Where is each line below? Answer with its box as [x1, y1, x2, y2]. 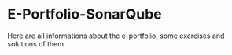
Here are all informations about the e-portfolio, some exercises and [7, 31, 225, 40]
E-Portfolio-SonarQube [7, 5, 162, 23]
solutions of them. [7, 39, 66, 48]
